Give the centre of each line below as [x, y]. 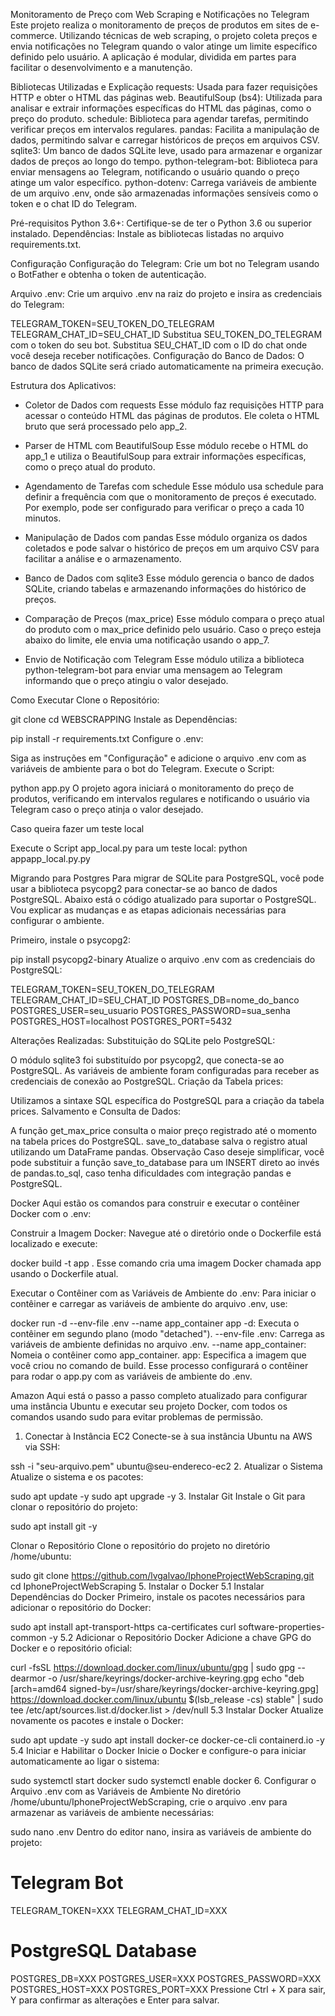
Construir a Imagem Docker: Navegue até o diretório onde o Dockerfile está [166, 1233]
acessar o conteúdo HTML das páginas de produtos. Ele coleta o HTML [172, 415]
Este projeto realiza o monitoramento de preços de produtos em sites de [159, 25]
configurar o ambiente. [57, 920]
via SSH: [42, 1447]
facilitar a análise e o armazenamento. [103, 558]
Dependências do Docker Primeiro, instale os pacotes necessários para [158, 1597]
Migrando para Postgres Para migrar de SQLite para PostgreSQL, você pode [167, 878]
